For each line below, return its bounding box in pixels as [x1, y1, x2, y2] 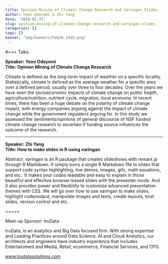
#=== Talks [5, 48, 29, 55]
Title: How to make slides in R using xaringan [5, 146, 100, 152]
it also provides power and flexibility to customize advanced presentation [5, 182, 156, 188]
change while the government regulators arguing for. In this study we [5, 110, 147, 116]
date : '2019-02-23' [5, 16, 46, 21]
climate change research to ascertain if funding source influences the [5, 121, 148, 127]
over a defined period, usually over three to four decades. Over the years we [5, 84, 163, 90]
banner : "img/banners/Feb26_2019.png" [5, 35, 86, 40]
